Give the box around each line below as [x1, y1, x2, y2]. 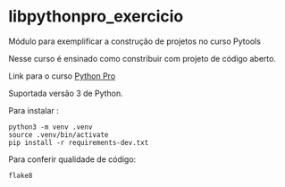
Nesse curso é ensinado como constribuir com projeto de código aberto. [8, 53, 276, 64]
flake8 [8, 171, 33, 180]
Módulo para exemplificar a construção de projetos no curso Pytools [8, 36, 261, 47]
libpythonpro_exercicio [8, 6, 184, 27]
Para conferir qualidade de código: [8, 154, 137, 165]
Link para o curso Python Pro [8, 70, 116, 81]
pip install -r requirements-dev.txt [8, 138, 149, 147]
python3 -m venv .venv [8, 123, 93, 132]
